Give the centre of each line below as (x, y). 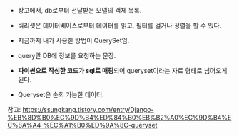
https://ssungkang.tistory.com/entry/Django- (88, 109)
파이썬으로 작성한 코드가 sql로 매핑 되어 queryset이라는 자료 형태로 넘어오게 (122, 70)
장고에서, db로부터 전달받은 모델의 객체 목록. (80, 10)
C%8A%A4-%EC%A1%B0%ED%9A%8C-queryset (82, 125)
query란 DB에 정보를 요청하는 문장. (67, 56)
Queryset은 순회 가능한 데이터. (61, 95)
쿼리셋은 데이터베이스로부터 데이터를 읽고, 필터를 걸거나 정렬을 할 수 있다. (119, 25)
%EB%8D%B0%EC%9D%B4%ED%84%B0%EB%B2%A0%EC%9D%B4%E (119, 118)
